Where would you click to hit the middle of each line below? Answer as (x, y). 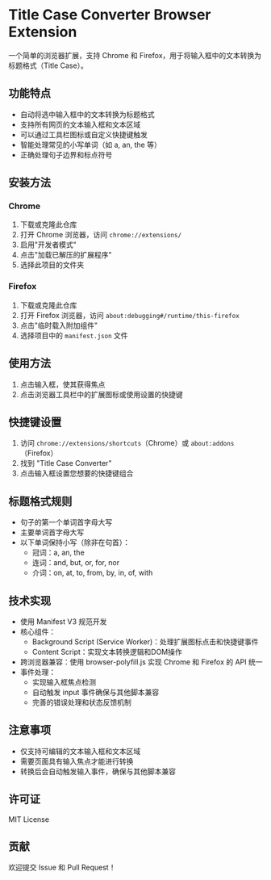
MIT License (29, 819)
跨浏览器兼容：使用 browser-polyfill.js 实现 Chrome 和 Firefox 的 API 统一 (141, 662)
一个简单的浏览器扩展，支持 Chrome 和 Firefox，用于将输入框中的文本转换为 (135, 55)
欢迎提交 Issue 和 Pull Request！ (62, 867)
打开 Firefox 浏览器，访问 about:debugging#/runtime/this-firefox (129, 315)
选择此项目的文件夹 (52, 265)
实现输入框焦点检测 (64, 682)
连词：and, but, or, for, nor (75, 563)
